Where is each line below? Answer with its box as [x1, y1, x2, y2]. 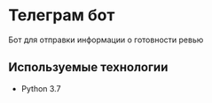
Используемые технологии [8, 60, 169, 75]
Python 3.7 [20, 83, 61, 93]
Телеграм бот [8, 5, 115, 26]
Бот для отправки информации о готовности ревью [8, 34, 204, 45]
